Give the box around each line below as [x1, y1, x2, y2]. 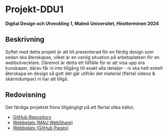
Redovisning [5, 91, 46, 99]
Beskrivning [5, 35, 45, 44]
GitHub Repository [12, 114, 52, 120]
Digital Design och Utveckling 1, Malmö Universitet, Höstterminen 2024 [5, 20, 159, 26]
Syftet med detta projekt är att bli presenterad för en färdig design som [5, 48, 154, 55]
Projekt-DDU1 [5, 4, 64, 15]
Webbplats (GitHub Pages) [12, 125, 69, 131]
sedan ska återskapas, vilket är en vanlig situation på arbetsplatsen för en [5, 54, 160, 60]
